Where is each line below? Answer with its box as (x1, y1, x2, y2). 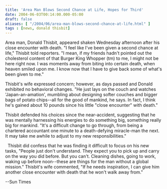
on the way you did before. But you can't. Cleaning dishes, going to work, (5, 153, 156, 160)
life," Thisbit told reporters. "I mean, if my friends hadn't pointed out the (5, 50, 152, 56)
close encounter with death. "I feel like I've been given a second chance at (5, 45, 159, 51)
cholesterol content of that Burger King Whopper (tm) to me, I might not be (5, 55, 159, 61)
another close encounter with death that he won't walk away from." (5, 169, 143, 175)
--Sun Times (5, 179, 31, 185)
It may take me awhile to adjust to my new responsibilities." (5, 133, 127, 139)
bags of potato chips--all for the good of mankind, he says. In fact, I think (5, 97, 156, 103)
